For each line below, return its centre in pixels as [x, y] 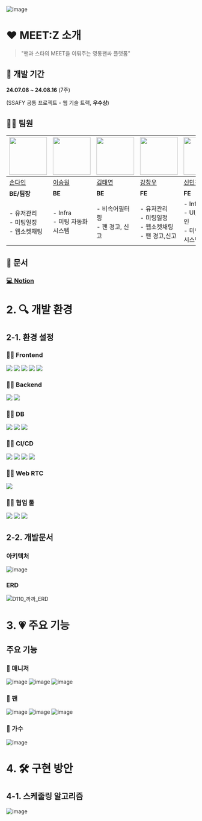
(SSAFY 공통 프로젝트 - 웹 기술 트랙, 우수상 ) [58, 102]
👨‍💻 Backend [24, 385]
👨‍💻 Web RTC [25, 473]
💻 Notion [20, 280]
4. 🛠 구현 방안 [40, 768]
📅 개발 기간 [26, 74]
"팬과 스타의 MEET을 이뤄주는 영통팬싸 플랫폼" [76, 53]
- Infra [63, 213]
